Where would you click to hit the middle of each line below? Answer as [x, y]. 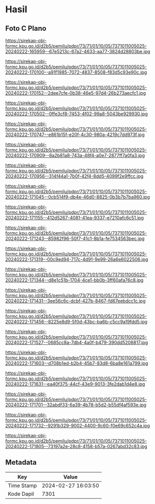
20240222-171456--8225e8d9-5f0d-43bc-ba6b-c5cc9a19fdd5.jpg [76, 322]
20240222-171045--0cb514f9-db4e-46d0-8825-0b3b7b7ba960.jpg [77, 197]
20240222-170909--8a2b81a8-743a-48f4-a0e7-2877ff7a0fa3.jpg [75, 155]
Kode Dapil [21, 494]
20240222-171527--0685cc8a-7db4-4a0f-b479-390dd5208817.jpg [77, 342]
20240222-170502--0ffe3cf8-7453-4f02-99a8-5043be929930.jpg [77, 114]
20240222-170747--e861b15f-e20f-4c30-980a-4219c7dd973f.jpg [75, 135]
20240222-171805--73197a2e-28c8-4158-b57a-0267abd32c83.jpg [76, 446]
